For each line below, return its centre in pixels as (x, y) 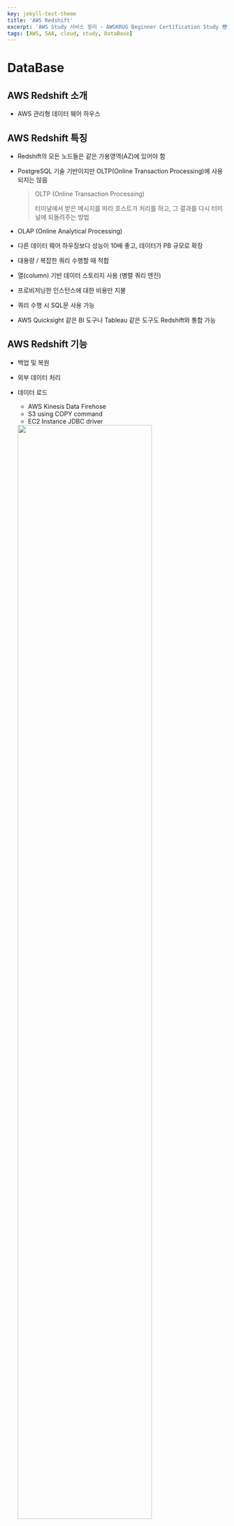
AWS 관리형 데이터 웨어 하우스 (59, 114)
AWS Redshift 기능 (47, 344)
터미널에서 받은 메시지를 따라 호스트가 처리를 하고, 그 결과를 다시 (122, 208)
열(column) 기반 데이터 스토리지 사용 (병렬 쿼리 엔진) (89, 276)
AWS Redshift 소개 (47, 95)
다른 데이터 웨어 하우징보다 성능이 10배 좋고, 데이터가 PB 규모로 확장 (110, 245)
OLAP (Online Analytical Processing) (70, 231)
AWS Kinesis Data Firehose (67, 406)
